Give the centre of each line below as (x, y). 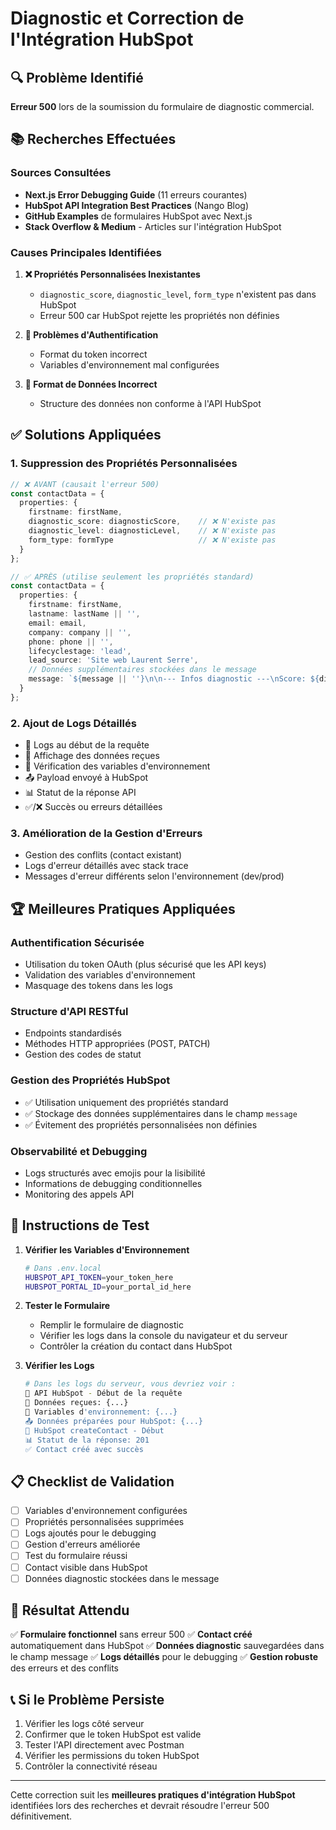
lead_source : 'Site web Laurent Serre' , (113, 660)
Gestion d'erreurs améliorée (82, 1544)
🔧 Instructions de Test (80, 1225)
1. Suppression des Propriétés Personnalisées (124, 464)
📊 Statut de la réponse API (80, 793)
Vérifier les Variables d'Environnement (107, 1249)
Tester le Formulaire (67, 1306)
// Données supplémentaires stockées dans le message (142, 670)
